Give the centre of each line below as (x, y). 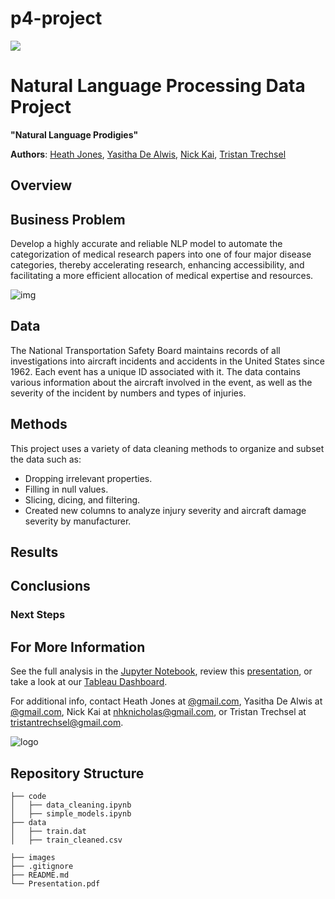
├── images (33, 858)
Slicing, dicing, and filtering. (82, 499)
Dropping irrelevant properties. (88, 478)
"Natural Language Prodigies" (74, 134)
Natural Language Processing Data (158, 86)
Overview (41, 185)
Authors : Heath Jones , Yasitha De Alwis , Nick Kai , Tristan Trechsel (148, 154)
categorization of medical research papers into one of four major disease (161, 254)
